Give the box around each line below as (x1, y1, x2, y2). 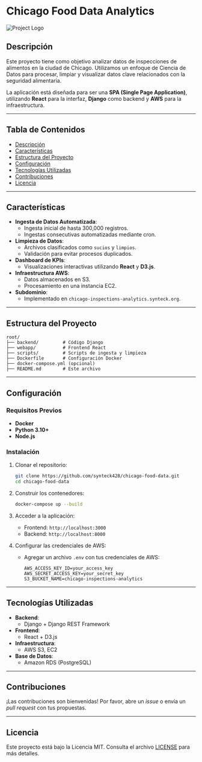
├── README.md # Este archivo (6, 366, 101, 372)
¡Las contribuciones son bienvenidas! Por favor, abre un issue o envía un (6, 698, 186, 705)
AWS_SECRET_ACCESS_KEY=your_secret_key (23, 570, 124, 577)
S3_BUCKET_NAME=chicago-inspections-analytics (23, 576, 143, 582)
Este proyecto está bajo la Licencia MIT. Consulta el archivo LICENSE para (6, 743, 191, 751)
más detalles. (6, 750, 40, 757)
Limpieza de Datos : (14, 237, 64, 245)
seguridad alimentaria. (6, 77, 62, 84)
